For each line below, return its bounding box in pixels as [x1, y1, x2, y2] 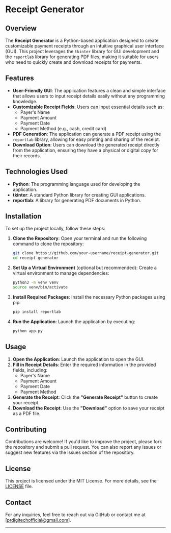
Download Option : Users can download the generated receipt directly [12, 141, 160, 148]
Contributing [5, 425, 47, 433]
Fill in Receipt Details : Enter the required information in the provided [12, 361, 156, 368]
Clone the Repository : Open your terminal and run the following [12, 235, 147, 241]
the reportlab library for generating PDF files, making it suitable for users [5, 54, 159, 60]
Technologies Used [5, 167, 68, 176]
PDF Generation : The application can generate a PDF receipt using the [12, 131, 161, 137]
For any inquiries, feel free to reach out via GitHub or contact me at [5, 512, 146, 518]
